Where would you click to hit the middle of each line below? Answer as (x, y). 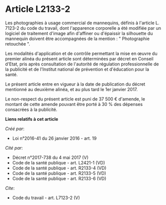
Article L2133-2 (38, 9)
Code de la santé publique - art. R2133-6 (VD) (59, 178)
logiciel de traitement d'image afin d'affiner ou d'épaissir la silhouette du (79, 33)
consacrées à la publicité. (31, 109)
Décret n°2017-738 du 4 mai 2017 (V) (50, 157)
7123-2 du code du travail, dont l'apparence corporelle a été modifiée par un (83, 28)
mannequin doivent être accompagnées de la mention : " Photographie (77, 39)
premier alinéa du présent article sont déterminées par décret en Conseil (79, 58)
